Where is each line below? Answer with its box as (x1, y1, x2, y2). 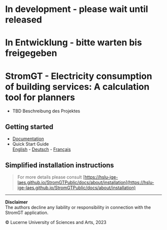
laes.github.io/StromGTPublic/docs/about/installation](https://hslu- (17, 179, 155, 185)
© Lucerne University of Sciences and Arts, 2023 (5, 219, 107, 225)
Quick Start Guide (12, 141, 49, 147)
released (5, 14, 42, 25)
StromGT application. (5, 210, 49, 216)
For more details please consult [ (17, 174, 85, 180)
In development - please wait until (5, 3, 148, 15)
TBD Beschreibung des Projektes (12, 108, 81, 114)
